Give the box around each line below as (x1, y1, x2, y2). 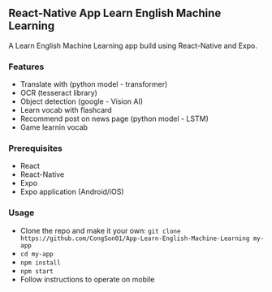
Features (8, 61, 45, 72)
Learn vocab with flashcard (19, 105, 112, 115)
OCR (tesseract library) (19, 88, 97, 98)
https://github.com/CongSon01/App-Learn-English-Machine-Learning (19, 234, 250, 243)
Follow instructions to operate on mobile (19, 274, 155, 284)
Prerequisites (8, 143, 63, 154)
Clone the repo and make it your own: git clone (19, 225, 181, 235)
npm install (19, 259, 61, 267)
